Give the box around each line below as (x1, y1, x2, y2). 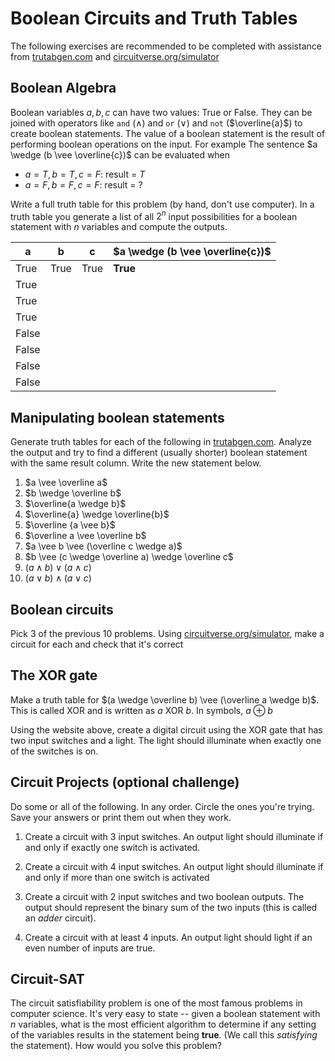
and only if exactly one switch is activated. (24, 841, 201, 853)
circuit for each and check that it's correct (10, 638, 184, 651)
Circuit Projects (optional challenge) (10, 774, 240, 791)
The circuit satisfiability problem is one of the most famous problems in (10, 997, 303, 1009)
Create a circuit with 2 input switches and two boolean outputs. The (24, 890, 305, 902)
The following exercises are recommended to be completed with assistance (10, 40, 322, 52)
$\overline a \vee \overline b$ (24, 530, 147, 542)
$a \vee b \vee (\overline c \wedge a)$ (24, 540, 183, 552)
